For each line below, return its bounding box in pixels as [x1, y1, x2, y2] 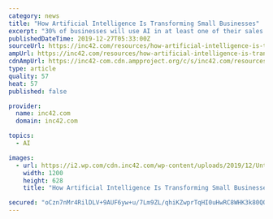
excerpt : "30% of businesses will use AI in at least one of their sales [8, 27, 264, 35]
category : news [8, 11, 60, 20]
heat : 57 [8, 79, 38, 88]
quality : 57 [8, 72, 49, 80]
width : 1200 [23, 169, 63, 177]
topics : [8, 131, 35, 140]
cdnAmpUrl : [8, 58, 45, 66]
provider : [8, 102, 42, 110]
